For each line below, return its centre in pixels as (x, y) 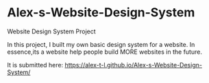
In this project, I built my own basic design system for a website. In (101, 44)
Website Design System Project (51, 31)
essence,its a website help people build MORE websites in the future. (104, 52)
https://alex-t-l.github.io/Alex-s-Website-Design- (133, 65)
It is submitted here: (35, 65)
